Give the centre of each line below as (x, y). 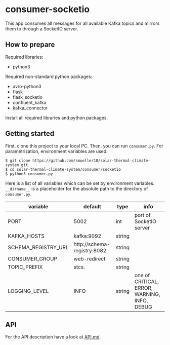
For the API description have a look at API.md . (53, 337)
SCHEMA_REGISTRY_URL (38, 247)
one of (142, 275)
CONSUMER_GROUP (32, 258)
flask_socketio (28, 97)
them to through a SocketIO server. (42, 28)
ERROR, (143, 288)
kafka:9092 (88, 236)
